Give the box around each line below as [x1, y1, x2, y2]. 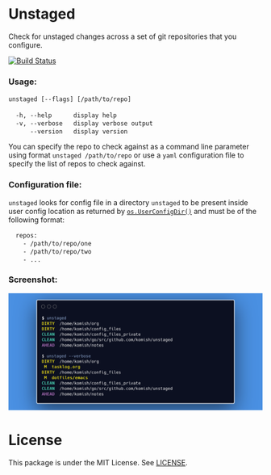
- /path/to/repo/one [23, 239, 92, 247]
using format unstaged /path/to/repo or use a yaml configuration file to [8, 150, 244, 160]
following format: [8, 215, 65, 225]
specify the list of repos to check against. [8, 159, 146, 169]
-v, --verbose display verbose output [15, 120, 153, 128]
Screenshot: [8, 274, 58, 285]
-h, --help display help [15, 111, 117, 120]
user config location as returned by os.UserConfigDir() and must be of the [8, 206, 257, 216]
